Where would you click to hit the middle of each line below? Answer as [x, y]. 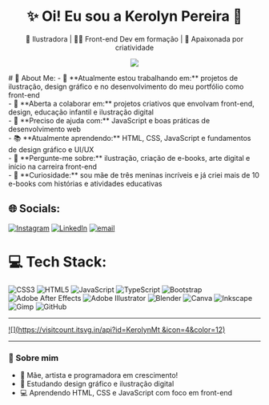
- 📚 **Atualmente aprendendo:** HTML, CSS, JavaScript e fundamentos [130, 138]
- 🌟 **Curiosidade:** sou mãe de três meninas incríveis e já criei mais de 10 [134, 174]
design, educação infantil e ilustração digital [81, 112]
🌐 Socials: [34, 209]
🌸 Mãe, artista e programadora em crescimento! [99, 375]
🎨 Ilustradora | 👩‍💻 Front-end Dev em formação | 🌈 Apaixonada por [134, 38]
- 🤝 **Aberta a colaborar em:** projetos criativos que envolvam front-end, [131, 103]
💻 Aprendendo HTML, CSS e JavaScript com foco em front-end [126, 392]
